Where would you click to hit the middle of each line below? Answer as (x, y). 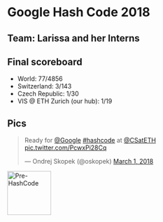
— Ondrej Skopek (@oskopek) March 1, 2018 (89, 162)
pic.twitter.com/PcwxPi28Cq (65, 148)
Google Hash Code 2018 (79, 12)
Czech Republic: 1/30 (48, 94)
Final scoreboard (45, 61)
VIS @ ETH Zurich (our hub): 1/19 (65, 101)
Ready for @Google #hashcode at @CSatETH (90, 141)
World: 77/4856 (40, 79)
